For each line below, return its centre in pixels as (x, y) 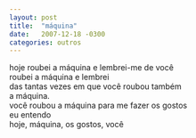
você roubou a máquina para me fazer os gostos (98, 106)
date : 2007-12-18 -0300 (57, 34)
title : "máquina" (43, 26)
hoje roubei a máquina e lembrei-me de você (91, 68)
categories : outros (45, 42)
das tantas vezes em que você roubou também (96, 86)
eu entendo (30, 115)
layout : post (33, 17)
